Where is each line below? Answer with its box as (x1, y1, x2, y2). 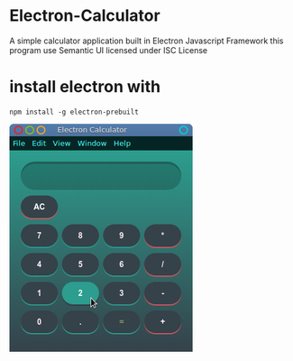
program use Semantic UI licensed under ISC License (9, 44, 208, 55)
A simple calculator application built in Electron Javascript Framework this (9, 35, 284, 46)
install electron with (9, 77, 160, 97)
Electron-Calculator (9, 5, 160, 26)
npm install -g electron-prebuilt (9, 107, 140, 116)
